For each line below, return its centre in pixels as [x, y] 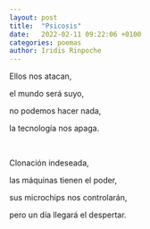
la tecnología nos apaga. [54, 128]
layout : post [33, 17]
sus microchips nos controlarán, [68, 198]
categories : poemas [46, 42]
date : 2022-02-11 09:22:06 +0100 [75, 34]
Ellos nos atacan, [41, 76]
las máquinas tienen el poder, [63, 181]
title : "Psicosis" [46, 26]
